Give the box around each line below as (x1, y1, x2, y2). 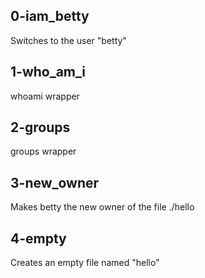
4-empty (10, 230, 67, 247)
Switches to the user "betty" (10, 34, 127, 46)
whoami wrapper (10, 90, 80, 102)
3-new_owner (10, 174, 100, 191)
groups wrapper (10, 145, 77, 158)
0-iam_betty (10, 8, 90, 25)
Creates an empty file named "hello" (10, 257, 160, 269)
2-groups (10, 119, 71, 136)
